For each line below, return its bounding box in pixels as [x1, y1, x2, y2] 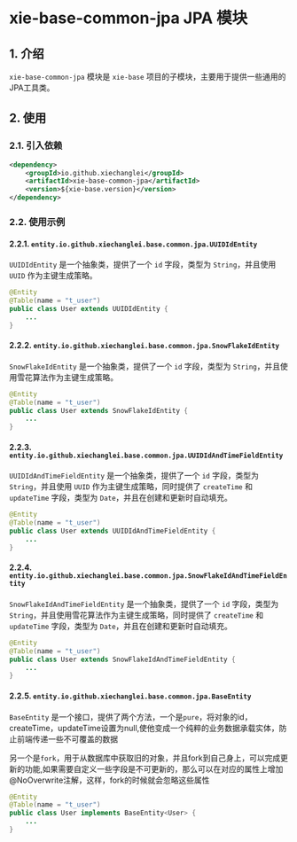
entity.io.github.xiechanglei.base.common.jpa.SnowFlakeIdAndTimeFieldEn [9, 572, 288, 581]
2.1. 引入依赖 [9, 139, 63, 152]
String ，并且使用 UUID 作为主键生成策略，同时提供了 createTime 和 [9, 481, 253, 492]
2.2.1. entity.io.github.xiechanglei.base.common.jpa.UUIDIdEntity [9, 238, 258, 249]
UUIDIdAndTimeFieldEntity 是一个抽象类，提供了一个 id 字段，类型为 [9, 471, 259, 481]
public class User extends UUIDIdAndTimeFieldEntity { [9, 526, 216, 536]
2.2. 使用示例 [9, 215, 66, 228]
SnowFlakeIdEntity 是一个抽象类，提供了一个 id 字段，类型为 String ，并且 [9, 361, 281, 371]
